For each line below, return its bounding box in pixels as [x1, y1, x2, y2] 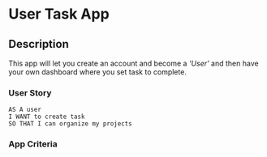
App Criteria [8, 138, 58, 150]
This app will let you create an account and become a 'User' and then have [8, 58, 259, 68]
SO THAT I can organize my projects [8, 120, 132, 128]
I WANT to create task [8, 112, 85, 121]
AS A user [8, 106, 42, 114]
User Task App [8, 5, 110, 23]
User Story [8, 87, 52, 98]
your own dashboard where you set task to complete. [8, 67, 187, 77]
